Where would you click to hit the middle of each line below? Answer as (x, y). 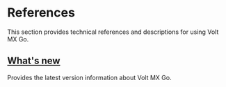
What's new (34, 61)
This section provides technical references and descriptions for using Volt (113, 32)
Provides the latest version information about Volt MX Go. (89, 77)
